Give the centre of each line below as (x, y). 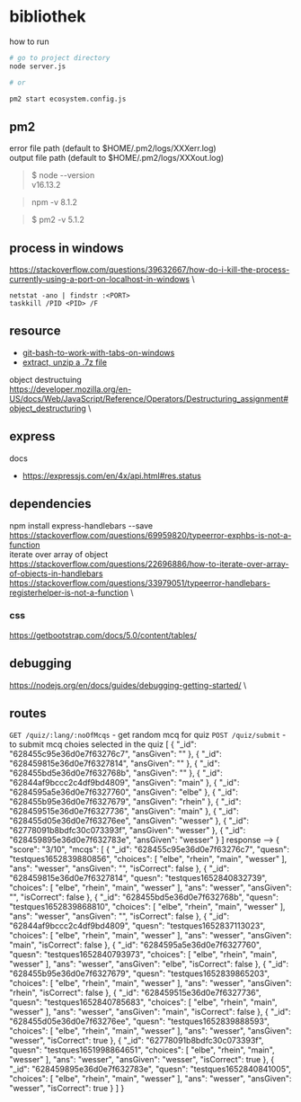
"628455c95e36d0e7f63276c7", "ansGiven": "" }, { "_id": (115, 754)
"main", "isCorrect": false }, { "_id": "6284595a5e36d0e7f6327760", (136, 945)
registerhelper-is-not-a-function (69, 592)
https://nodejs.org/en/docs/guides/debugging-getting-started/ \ (128, 685)
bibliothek (48, 17)
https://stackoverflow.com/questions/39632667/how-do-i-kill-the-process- (150, 270)
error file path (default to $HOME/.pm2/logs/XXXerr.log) (113, 148)
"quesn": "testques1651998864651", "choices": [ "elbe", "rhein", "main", (142, 1050)
